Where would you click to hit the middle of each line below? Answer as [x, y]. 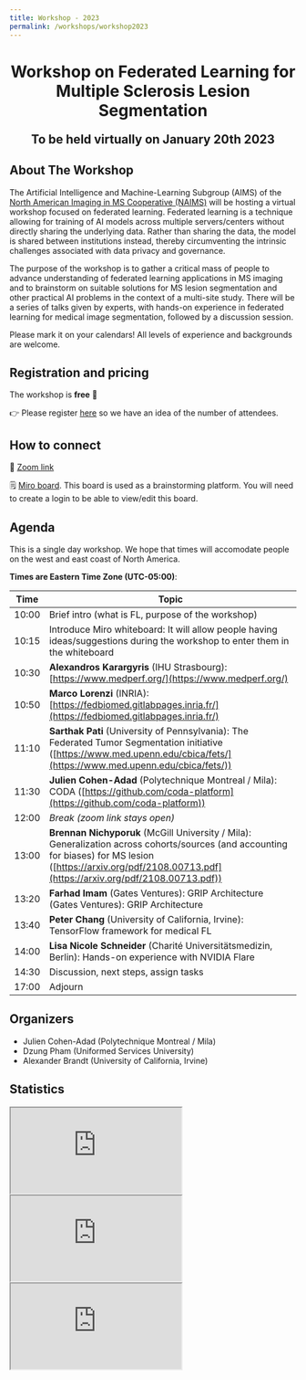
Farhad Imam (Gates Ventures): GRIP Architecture [156, 893]
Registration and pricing [79, 372]
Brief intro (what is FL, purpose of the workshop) [153, 615]
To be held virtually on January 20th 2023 [153, 139]
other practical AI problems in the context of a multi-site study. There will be [152, 297]
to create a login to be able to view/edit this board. [104, 499]
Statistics [37, 1089]
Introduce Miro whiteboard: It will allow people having [163, 629]
